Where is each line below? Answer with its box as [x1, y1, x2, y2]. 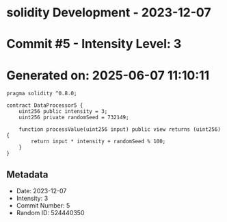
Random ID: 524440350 [16, 209, 85, 217]
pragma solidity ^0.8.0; [6, 90, 77, 97]
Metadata [6, 169, 49, 180]
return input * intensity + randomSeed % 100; [31, 138, 166, 145]
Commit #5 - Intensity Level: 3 [6, 36, 182, 52]
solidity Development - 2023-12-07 [6, 5, 211, 21]
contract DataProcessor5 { [6, 102, 83, 109]
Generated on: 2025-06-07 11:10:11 [6, 67, 210, 83]
